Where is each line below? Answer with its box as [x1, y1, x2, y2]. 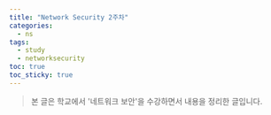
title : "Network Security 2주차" [9, 12, 129, 22]
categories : [9, 21, 53, 30]
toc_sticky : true [9, 71, 74, 80]
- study [17, 46, 46, 55]
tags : [9, 37, 29, 47]
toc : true [9, 63, 46, 72]
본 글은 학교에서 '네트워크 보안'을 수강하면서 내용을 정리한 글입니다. [30, 96, 263, 106]
